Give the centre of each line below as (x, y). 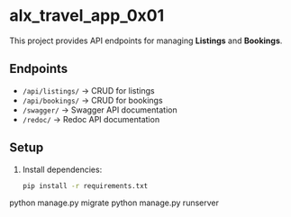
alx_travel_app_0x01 (87, 16)
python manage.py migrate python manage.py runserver (114, 203)
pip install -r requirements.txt (85, 185)
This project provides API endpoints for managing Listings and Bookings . (146, 41)
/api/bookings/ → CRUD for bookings (93, 100)
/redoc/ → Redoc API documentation (91, 119)
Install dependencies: (62, 169)
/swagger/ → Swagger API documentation (100, 110)
